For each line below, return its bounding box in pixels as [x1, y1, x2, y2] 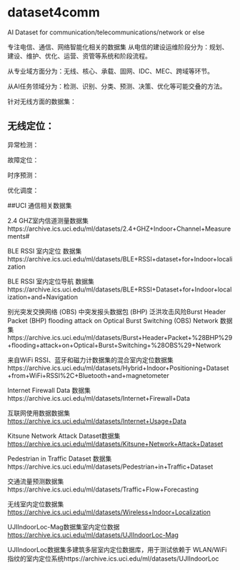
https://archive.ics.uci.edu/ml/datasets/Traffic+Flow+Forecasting [7, 485, 199, 494]
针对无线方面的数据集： [7, 97, 76, 106]
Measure [204, 224, 231, 233]
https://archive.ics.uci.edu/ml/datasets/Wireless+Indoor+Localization [7, 508, 211, 516]
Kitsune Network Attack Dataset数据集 [7, 431, 121, 440]
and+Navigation [31, 292, 79, 301]
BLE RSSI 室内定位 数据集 [7, 246, 82, 255]
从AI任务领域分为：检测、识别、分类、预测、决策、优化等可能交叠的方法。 [7, 81, 226, 90]
